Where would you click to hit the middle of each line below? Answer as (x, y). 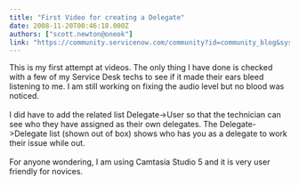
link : (19, 42)
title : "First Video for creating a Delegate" (97, 17)
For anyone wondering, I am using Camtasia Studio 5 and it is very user (140, 162)
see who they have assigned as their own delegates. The (113, 125)
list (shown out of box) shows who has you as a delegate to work (168, 133)
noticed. (24, 96)
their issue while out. (48, 143)
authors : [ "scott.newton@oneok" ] (71, 34)
